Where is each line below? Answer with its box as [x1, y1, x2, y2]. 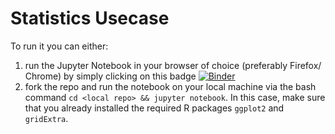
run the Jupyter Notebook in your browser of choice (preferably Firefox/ [24, 59, 322, 71]
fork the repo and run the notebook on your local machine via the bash [24, 80, 317, 92]
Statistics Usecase [10, 7, 170, 30]
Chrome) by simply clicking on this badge [24, 70, 197, 82]
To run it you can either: [10, 40, 109, 52]
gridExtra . [24, 112, 69, 124]
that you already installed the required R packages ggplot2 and [24, 102, 285, 114]
